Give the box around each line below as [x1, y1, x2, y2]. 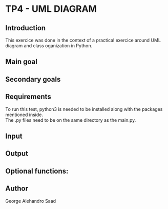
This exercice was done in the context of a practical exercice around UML [5, 37, 161, 43]
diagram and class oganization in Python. [5, 43, 93, 49]
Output [5, 149, 28, 158]
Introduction [5, 24, 46, 32]
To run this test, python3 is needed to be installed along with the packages [5, 106, 163, 112]
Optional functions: [5, 166, 69, 175]
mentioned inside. [5, 111, 44, 118]
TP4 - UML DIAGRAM [5, 3, 97, 15]
